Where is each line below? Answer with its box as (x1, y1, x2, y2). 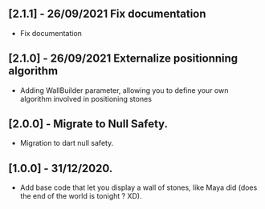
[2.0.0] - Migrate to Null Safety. (8, 117, 169, 131)
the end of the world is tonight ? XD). (19, 191, 142, 201)
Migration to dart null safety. (19, 139, 114, 148)
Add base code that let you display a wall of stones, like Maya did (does (19, 183, 258, 192)
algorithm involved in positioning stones (19, 94, 153, 103)
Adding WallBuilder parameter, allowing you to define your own (19, 85, 229, 95)
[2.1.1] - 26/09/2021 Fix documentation (8, 7, 206, 21)
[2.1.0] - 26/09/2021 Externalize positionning (8, 52, 238, 66)
